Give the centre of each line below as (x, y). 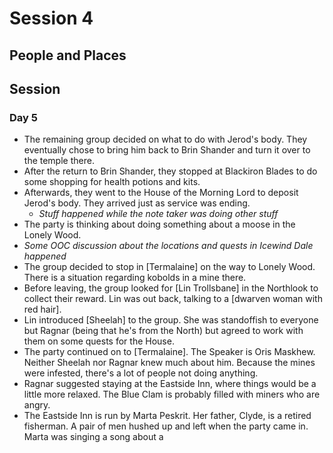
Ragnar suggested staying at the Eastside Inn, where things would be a (170, 384)
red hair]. (42, 309)
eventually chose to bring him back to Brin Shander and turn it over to (167, 150)
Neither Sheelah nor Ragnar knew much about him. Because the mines (169, 363)
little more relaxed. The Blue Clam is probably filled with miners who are (172, 394)
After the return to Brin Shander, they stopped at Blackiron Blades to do (170, 171)
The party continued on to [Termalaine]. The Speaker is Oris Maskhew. (169, 352)
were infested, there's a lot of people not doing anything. (141, 373)
